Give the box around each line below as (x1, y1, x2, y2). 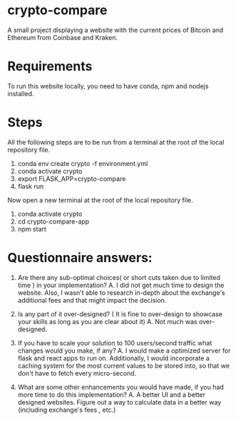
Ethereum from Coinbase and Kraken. (7, 33, 118, 41)
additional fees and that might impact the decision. (17, 296, 167, 304)
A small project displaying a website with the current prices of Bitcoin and (7, 26, 224, 34)
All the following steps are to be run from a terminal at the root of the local (7, 137, 224, 146)
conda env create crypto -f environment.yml (17, 159, 148, 167)
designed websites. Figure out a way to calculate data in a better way (17, 397, 222, 406)
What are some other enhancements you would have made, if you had (17, 383, 224, 391)
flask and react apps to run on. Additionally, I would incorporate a (17, 353, 210, 362)
